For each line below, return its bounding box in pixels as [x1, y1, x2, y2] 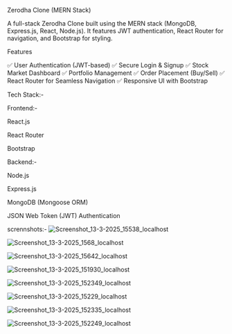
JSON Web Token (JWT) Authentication [7, 212, 121, 219]
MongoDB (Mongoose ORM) [7, 198, 89, 206]
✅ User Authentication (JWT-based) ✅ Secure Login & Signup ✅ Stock [7, 61, 209, 69]
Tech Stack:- [7, 90, 44, 99]
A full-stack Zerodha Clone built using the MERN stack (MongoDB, [7, 19, 197, 27]
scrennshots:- [7, 225, 47, 233]
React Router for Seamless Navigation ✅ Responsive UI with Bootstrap [7, 76, 208, 85]
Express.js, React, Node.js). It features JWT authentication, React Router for [7, 27, 224, 35]
